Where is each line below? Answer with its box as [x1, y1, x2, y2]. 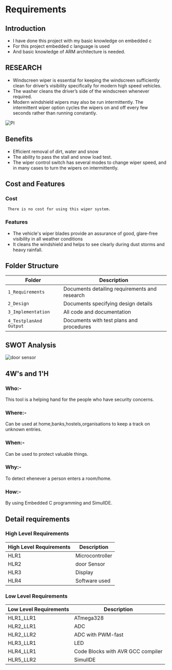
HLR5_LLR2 [8, 656, 37, 663]
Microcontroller [75, 552, 113, 559]
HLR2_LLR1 [8, 623, 37, 630]
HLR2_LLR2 [8, 631, 37, 638]
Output [8, 323, 24, 329]
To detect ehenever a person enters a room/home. [5, 475, 112, 481]
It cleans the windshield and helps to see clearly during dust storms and [12, 241, 165, 247]
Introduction [5, 24, 46, 33]
